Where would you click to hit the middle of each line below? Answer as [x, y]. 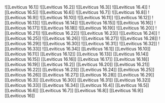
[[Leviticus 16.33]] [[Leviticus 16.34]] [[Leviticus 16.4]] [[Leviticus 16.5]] [77, 85]
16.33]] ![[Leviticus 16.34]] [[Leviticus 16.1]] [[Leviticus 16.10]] [89, 49]
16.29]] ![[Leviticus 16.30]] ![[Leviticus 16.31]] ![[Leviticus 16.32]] [92, 43]
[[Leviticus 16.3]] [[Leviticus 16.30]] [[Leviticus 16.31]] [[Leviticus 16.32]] [78, 80]
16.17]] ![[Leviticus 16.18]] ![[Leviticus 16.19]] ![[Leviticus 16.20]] [90, 28]
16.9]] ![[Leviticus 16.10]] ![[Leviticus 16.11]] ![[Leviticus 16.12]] [89, 17]
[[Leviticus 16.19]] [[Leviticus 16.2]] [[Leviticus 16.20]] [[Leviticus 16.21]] [77, 64]
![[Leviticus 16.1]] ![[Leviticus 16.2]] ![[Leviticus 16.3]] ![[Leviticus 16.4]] [76, 7]
